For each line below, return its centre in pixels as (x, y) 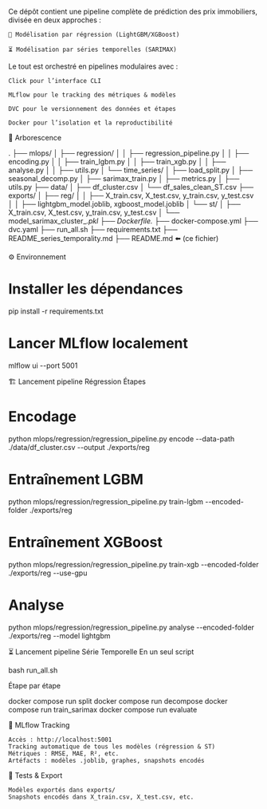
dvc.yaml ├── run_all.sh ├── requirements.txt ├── (93, 229)
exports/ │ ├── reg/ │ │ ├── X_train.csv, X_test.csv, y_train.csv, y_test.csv (131, 195)
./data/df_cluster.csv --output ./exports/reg (79, 447)
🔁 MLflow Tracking (39, 724)
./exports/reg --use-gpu (48, 573)
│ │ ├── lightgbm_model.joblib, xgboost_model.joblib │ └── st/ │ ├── (125, 204)
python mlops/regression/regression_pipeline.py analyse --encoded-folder (132, 627)
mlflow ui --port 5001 (43, 365)
